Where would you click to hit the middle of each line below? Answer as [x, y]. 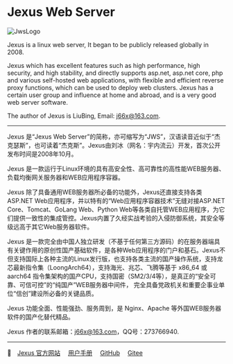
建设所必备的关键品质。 [64, 293]
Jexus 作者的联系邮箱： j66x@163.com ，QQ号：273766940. [93, 331]
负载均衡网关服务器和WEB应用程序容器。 [66, 177]
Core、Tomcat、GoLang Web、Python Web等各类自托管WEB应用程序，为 [113, 209]
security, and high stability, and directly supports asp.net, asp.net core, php [115, 73]
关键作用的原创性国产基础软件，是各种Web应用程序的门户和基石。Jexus [116, 250]
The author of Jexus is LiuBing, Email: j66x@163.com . [84, 116]
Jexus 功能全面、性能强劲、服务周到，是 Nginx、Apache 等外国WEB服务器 [114, 308]
